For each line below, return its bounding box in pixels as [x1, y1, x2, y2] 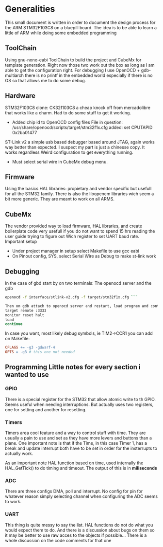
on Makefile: [5, 336, 30, 342]
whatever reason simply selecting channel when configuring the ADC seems [5, 493, 158, 499]
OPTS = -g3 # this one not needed [5, 349, 75, 355]
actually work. [5, 450, 33, 456]
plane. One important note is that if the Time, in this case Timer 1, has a [5, 440, 147, 446]
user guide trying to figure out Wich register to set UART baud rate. [5, 234, 140, 239]
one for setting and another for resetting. [5, 406, 87, 412]
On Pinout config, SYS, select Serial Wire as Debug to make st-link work [12, 253, 156, 259]
